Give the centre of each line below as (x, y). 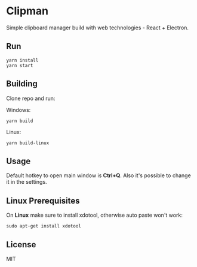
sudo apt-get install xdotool (44, 226)
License (21, 245)
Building (22, 84)
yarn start (20, 65)
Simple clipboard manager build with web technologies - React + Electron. (98, 28)
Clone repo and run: (31, 98)
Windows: (19, 110)
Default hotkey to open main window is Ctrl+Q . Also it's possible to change (98, 175)
